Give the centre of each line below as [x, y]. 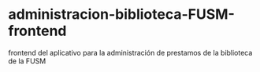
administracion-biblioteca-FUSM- [121, 14]
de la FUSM [27, 61]
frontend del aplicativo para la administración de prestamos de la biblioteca [130, 52]
